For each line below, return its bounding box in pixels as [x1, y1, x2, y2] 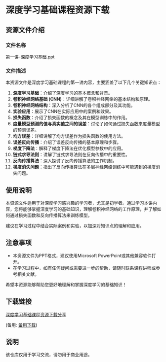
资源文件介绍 [5, 26, 45, 34]
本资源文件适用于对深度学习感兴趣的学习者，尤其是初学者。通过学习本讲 [5, 200, 153, 206]
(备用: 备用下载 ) [5, 322, 38, 328]
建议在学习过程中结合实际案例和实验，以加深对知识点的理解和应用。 [5, 222, 144, 228]
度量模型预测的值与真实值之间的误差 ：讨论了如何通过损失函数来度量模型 [12, 121, 160, 127]
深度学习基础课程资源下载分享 [5, 311, 66, 317]
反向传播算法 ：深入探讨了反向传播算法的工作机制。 [12, 158, 117, 164]
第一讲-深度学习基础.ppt [5, 54, 55, 60]
